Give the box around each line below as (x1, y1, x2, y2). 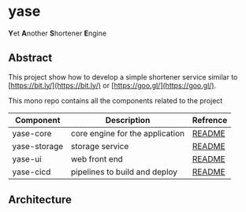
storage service (70, 140, 129, 151)
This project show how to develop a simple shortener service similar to (8, 72, 238, 81)
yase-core (12, 128, 52, 139)
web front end (70, 153, 124, 164)
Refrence (192, 114, 228, 125)
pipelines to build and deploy (70, 166, 178, 177)
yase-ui (12, 153, 42, 164)
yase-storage (12, 140, 64, 151)
